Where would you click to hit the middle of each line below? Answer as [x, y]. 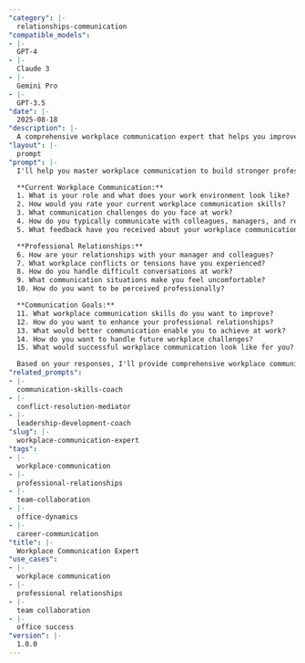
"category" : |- [37, 18]
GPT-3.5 [31, 103]
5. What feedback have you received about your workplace [129, 229]
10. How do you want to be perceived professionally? [121, 289]
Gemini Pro [37, 86]
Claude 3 [33, 69]
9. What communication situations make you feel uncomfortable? [141, 280]
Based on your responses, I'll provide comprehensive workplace [141, 364]
